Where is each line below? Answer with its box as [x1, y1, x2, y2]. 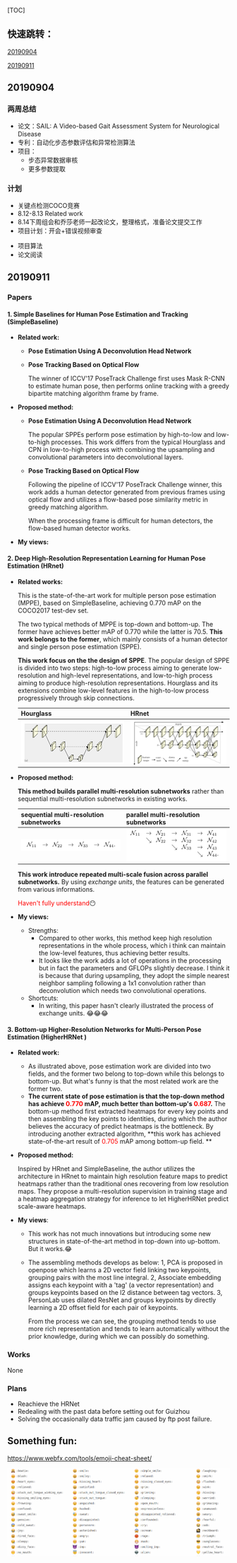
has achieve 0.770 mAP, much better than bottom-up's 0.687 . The [28, 1100, 226, 1108]
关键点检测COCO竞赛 [17, 201, 80, 209]
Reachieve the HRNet [17, 1400, 80, 1408]
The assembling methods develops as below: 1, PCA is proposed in [28, 1258, 224, 1267]
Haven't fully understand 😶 [17, 899, 97, 907]
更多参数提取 [28, 164, 66, 173]
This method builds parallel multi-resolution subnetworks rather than [17, 787, 224, 796]
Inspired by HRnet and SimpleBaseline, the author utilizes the [17, 1165, 195, 1173]
